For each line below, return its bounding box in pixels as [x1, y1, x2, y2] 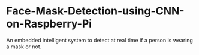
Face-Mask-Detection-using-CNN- [6, 4, 185, 18]
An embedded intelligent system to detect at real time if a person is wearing [6, 36, 194, 44]
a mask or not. [6, 43, 42, 50]
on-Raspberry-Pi [6, 17, 92, 30]
